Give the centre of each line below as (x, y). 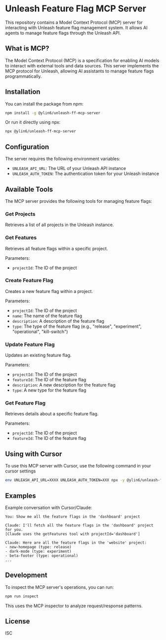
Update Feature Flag (30, 344)
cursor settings (21, 471)
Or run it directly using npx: (33, 122)
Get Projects (20, 214)
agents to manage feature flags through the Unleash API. (63, 33)
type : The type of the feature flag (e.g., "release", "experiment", (77, 326)
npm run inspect (22, 596)
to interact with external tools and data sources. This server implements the (82, 65)
